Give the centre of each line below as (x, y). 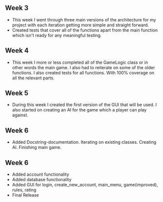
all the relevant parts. (33, 78)
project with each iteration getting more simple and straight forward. (81, 25)
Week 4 (17, 51)
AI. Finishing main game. (37, 147)
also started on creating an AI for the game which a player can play (79, 110)
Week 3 (17, 8)
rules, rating (24, 190)
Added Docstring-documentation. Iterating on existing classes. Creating (84, 142)
